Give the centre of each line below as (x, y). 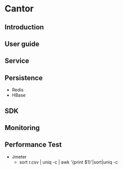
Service (17, 61)
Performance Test (33, 145)
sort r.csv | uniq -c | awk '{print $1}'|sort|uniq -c (68, 162)
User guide (22, 44)
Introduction (24, 27)
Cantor (19, 9)
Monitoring (22, 128)
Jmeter (19, 157)
